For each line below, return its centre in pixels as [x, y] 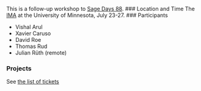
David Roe [28, 40]
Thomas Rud [31, 46]
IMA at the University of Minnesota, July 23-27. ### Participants [87, 15]
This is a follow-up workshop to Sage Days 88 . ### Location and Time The [101, 9]
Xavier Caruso [33, 33]
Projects [19, 68]
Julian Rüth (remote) [41, 53]
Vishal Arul [29, 27]
